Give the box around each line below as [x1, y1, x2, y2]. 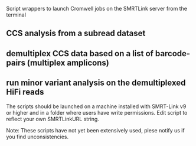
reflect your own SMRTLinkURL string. [6, 115, 99, 122]
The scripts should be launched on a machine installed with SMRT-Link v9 [6, 103, 187, 110]
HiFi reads [6, 87, 44, 97]
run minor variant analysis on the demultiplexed [6, 78, 186, 88]
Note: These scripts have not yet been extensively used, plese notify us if [6, 126, 185, 134]
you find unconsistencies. [6, 133, 69, 140]
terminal [6, 11, 27, 18]
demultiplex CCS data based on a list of [6, 48, 153, 59]
